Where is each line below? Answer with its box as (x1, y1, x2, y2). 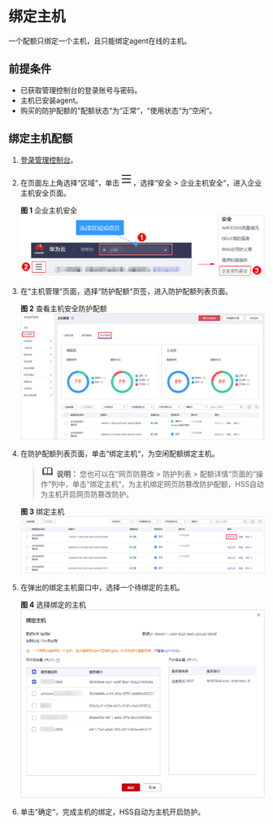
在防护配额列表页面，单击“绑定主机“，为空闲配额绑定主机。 (19, 449, 219, 458)
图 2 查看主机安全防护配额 (19, 304, 107, 313)
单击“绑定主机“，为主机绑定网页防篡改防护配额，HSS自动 (71, 479, 264, 489)
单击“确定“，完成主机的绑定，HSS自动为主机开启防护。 (19, 807, 206, 817)
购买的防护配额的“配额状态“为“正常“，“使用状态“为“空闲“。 (19, 105, 217, 115)
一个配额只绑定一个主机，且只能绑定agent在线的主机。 (8, 36, 192, 46)
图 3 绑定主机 (19, 506, 65, 516)
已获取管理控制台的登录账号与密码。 (19, 85, 142, 94)
